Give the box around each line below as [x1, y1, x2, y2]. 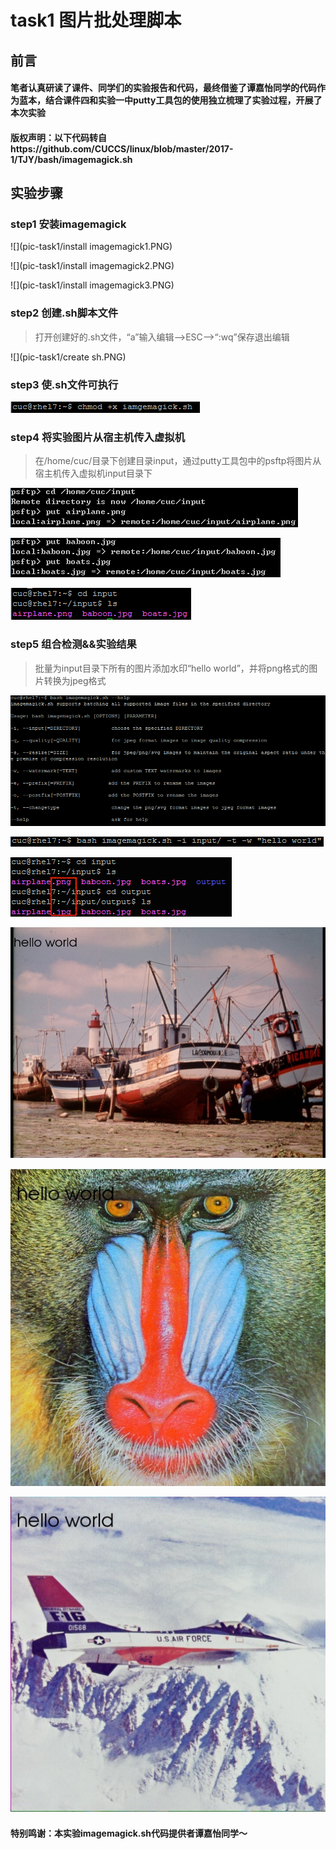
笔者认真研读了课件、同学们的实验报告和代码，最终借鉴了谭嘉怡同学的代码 [10, 82, 317, 94]
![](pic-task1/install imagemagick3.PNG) [10, 279, 175, 291]
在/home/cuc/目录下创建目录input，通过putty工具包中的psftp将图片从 [34, 455, 322, 467]
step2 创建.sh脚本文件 [10, 306, 119, 320]
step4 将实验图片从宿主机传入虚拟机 [10, 430, 186, 444]
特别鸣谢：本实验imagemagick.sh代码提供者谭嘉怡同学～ [10, 1827, 248, 1839]
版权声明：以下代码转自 [10, 131, 107, 143]
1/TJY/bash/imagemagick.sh [10, 153, 133, 165]
